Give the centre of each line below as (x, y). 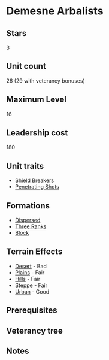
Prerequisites (32, 311)
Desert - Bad (31, 266)
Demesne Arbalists (55, 11)
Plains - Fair (30, 272)
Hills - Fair (28, 279)
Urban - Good (32, 291)
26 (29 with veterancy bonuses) (46, 81)
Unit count (26, 66)
